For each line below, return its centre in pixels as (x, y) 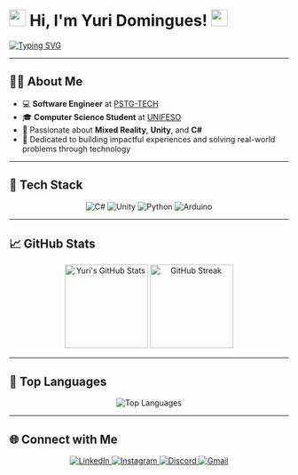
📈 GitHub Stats (52, 243)
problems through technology (76, 149)
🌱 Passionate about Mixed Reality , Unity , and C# (112, 130)
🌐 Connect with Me (63, 439)
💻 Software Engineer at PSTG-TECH (90, 103)
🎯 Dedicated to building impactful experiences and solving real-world (149, 139)
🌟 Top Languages (58, 381)
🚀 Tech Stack (46, 185)
